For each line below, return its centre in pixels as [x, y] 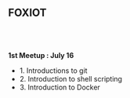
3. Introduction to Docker [60, 87]
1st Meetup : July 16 [41, 55]
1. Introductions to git [53, 71]
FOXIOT [27, 13]
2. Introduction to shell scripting [71, 78]
